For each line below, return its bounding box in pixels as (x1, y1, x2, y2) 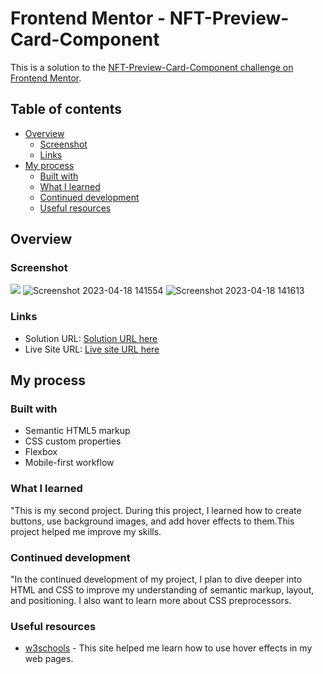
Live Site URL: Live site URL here (24, 343, 160, 355)
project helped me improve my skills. (10, 525, 162, 537)
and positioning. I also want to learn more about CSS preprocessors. (10, 595, 292, 607)
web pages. (24, 653, 74, 665)
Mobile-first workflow (24, 457, 115, 469)
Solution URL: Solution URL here (24, 332, 158, 344)
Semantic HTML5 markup (24, 425, 131, 437)
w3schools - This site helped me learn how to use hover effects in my (24, 642, 313, 654)
